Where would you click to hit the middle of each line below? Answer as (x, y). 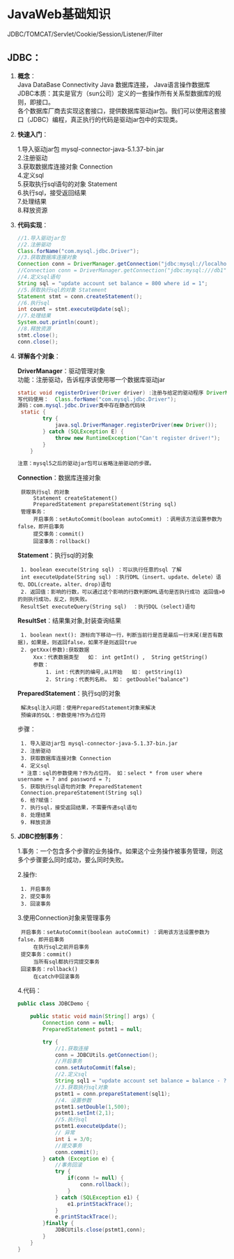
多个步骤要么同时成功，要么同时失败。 (72, 860)
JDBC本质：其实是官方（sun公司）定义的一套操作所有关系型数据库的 (116, 93)
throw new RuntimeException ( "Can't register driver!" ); (138, 438)
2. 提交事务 (36, 896)
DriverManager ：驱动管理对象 (61, 371)
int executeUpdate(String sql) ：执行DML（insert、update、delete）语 (121, 577)
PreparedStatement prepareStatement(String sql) (105, 505)
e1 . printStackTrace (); (100, 1204)
